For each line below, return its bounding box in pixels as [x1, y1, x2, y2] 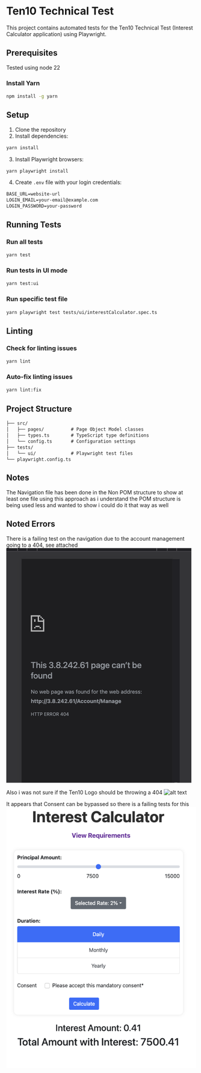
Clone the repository [14, 126, 66, 133]
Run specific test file [6, 295, 68, 303]
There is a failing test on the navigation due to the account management [6, 535, 185, 542]
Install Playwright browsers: [14, 155, 84, 163]
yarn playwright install [6, 168, 69, 174]
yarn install [6, 144, 39, 151]
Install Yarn [6, 79, 40, 87]
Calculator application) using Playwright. [6, 30, 107, 37]
